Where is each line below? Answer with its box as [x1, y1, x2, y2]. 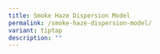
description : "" [8, 33, 62, 42]
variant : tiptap [8, 26, 62, 34]
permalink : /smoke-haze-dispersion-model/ [8, 19, 152, 27]
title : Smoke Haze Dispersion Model [8, 11, 130, 20]
